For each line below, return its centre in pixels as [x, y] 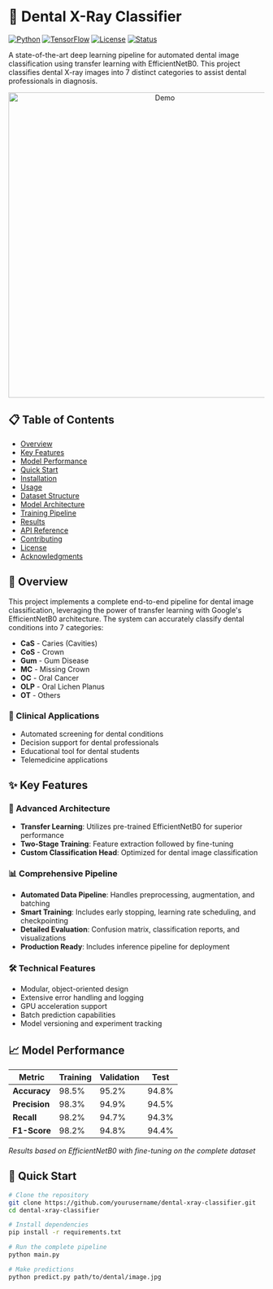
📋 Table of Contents [62, 420]
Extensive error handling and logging [82, 997]
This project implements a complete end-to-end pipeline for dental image [131, 601]
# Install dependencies [49, 1225]
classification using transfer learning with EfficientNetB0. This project [125, 64]
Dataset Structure [50, 495]
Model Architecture [52, 504]
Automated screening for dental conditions [92, 734]
